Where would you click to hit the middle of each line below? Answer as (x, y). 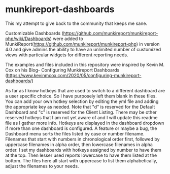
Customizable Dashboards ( (34, 33)
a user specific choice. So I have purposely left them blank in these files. (81, 96)
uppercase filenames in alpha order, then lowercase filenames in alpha (79, 144)
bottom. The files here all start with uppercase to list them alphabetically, (81, 160)
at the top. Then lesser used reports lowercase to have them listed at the (81, 155)
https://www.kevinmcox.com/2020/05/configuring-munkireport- (74, 75)
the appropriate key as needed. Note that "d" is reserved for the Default (80, 107)
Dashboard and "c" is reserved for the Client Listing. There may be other (81, 112)
